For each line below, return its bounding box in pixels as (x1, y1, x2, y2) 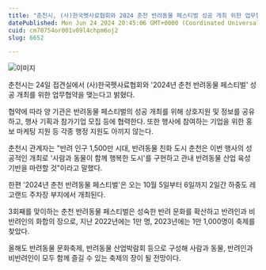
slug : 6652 (8, 33, 44, 42)
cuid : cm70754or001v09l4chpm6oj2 (8, 26, 119, 34)
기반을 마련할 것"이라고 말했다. (8, 163, 103, 173)
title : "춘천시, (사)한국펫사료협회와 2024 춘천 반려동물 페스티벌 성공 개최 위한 (8, 11, 241, 20)
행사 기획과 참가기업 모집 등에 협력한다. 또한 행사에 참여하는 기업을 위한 (25, 116, 245, 127)
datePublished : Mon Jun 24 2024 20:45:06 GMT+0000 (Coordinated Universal (8, 19, 260, 27)
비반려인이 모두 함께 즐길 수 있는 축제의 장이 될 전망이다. (8, 253, 181, 263)
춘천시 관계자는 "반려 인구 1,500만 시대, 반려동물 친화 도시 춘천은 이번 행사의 (8, 143, 244, 153)
